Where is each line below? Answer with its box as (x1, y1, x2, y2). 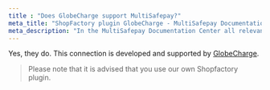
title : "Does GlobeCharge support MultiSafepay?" (8, 11, 182, 20)
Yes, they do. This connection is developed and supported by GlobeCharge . (8, 49, 260, 59)
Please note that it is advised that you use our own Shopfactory (27, 64, 239, 74)
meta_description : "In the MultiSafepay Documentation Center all (8, 27, 235, 35)
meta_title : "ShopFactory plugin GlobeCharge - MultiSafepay (8, 19, 218, 27)
